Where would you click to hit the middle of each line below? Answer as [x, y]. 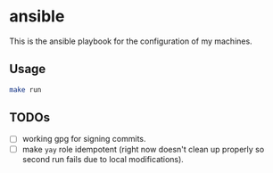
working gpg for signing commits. [84, 139]
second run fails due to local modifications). [103, 159]
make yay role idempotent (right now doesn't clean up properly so [143, 149]
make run [25, 90]
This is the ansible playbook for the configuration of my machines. [131, 41]
